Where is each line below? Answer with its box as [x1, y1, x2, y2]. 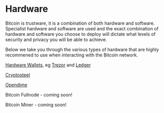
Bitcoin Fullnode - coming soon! [5, 91, 73, 98]
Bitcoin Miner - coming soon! [5, 101, 67, 108]
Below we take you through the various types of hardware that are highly [5, 46, 159, 52]
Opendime [5, 82, 28, 88]
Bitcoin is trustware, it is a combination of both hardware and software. [5, 20, 155, 26]
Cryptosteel [5, 71, 30, 78]
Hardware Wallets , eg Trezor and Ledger [5, 62, 91, 68]
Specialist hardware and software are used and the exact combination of [5, 25, 159, 31]
